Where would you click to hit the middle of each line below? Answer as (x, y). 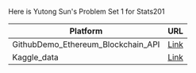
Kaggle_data (35, 57)
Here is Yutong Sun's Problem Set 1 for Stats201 (86, 12)
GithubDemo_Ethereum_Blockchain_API (86, 44)
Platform (86, 31)
